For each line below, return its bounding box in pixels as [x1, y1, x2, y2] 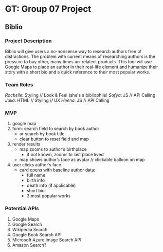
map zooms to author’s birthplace [19, 146, 87, 152]
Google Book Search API [12, 232, 62, 237]
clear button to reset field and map [19, 136, 89, 142]
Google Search [12, 221, 42, 227]
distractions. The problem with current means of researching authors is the [5, 54, 156, 59]
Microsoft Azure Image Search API [12, 237, 82, 243]
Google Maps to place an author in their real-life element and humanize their [5, 64, 158, 70]
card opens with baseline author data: [19, 167, 96, 173]
